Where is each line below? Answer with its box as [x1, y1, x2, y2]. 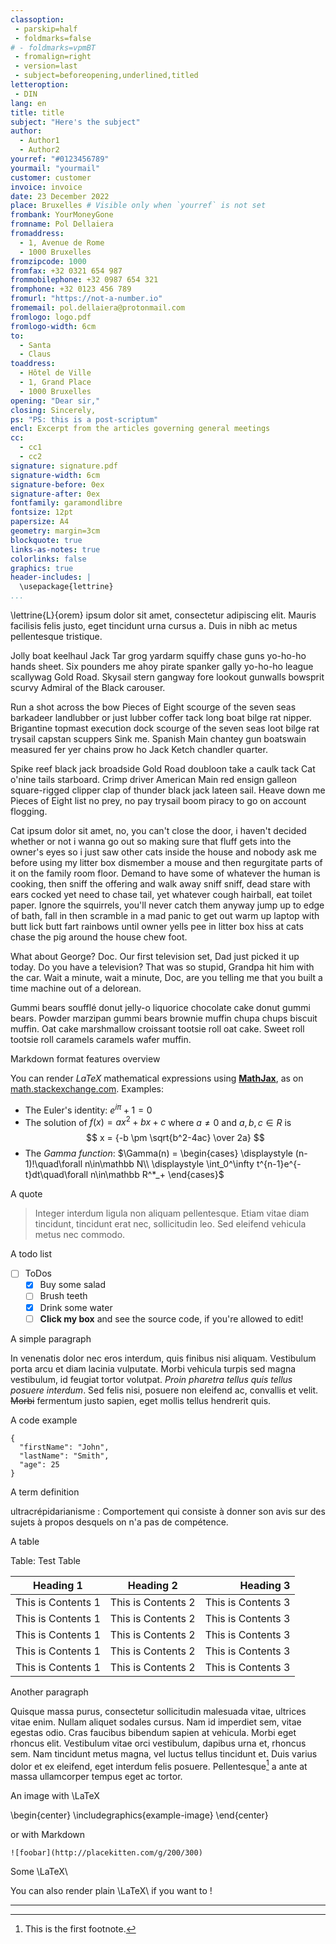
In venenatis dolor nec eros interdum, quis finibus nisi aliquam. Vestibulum [10, 1352, 317, 1364]
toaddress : [10, 359, 56, 369]
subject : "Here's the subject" [10, 117, 141, 127]
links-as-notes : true [10, 544, 101, 555]
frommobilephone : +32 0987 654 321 [10, 275, 159, 285]
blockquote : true [10, 535, 83, 545]
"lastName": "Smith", [19, 1451, 110, 1461]
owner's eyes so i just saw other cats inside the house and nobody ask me [10, 846, 317, 858]
